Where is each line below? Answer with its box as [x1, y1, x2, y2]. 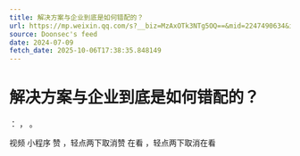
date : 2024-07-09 [9, 37, 74, 47]
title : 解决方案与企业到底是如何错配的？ [9, 12, 145, 22]
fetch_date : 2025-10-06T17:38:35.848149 [9, 46, 162, 55]
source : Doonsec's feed [9, 29, 98, 38]
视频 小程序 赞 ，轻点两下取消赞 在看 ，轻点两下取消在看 [9, 137, 216, 148]
